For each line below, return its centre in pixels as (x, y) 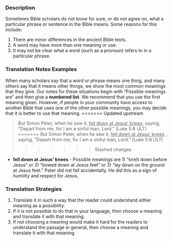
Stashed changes (113, 149)
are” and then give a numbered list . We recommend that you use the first (83, 97)
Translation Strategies (34, 189)
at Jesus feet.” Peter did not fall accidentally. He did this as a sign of (85, 170)
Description (20, 8)
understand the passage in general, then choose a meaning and (80, 227)
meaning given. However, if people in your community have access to (79, 102)
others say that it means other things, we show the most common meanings (85, 86)
